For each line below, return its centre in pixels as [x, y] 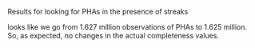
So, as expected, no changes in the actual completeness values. [113, 36]
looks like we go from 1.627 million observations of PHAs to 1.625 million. [127, 27]
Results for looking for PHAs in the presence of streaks [98, 12]
